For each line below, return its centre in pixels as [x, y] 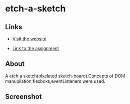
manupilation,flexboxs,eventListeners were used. [55, 81]
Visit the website [29, 39]
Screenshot [24, 97]
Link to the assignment [35, 48]
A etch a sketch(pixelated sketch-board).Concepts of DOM [65, 76]
